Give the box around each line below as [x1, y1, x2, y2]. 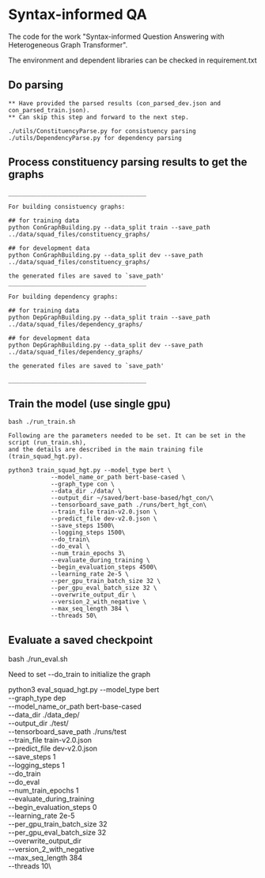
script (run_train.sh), [8, 439, 87, 447]
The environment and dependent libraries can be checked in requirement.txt [8, 55, 257, 65]
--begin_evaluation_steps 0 [8, 803, 97, 812]
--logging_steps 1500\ [50, 528, 126, 537]
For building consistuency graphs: [8, 202, 126, 210]
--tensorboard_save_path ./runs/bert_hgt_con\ [50, 501, 207, 509]
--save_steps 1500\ [50, 522, 115, 530]
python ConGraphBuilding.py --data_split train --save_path [8, 223, 211, 231]
